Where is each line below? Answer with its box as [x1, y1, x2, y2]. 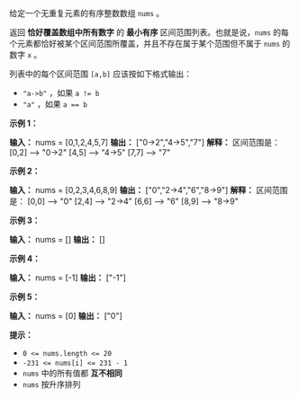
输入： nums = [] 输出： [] [9, 234, 105, 244]
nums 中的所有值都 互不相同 [22, 367, 123, 378]
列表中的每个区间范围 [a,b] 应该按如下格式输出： [9, 68, 192, 79]
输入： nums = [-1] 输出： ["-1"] [9, 272, 126, 283]
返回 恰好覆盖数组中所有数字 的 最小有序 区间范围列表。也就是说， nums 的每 [9, 27, 290, 38]
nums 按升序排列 [22, 379, 81, 389]
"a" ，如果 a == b [22, 99, 88, 110]
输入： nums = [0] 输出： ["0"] [9, 311, 123, 321]
